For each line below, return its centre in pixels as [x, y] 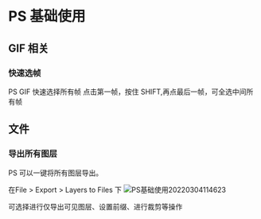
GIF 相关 [29, 48]
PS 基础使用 [47, 16]
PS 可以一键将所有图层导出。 [56, 173]
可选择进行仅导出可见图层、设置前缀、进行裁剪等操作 [95, 206]
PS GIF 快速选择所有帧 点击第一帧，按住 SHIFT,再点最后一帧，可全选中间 [127, 92]
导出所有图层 [33, 154]
